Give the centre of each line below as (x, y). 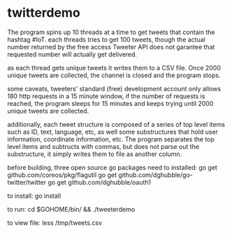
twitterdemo (44, 13)
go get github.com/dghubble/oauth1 (100, 182)
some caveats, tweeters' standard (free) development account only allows (114, 88)
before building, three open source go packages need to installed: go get (113, 167)
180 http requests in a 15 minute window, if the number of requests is (106, 96)
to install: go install (34, 196)
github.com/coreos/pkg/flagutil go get (62, 175)
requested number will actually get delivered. (72, 54)
